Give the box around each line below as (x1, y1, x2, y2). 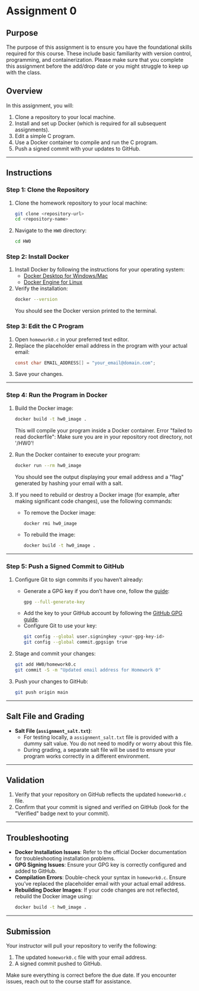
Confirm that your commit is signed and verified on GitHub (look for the (14, 804, 189, 811)
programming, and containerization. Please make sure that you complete (6, 57, 184, 63)
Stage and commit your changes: (14, 650, 96, 657)
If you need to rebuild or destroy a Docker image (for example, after (14, 491, 180, 498)
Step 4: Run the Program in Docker (6, 391, 108, 399)
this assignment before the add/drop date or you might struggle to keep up (6, 62, 189, 70)
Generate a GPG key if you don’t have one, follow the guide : (23, 587, 170, 594)
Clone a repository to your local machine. (14, 113, 115, 120)
